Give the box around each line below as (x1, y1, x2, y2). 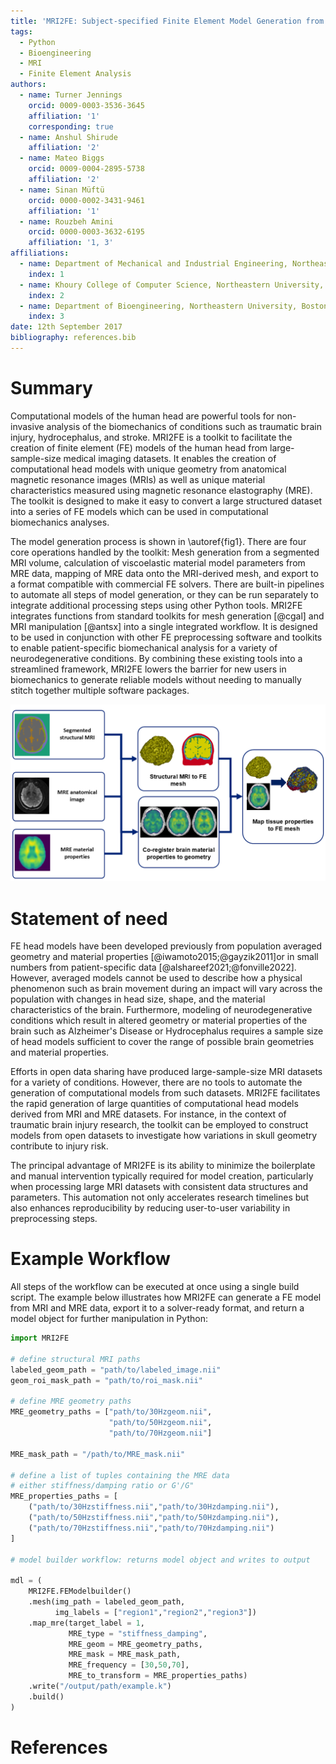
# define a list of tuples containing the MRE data (10, 1470, 230, 1480)
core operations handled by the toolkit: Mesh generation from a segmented (10, 546, 320, 558)
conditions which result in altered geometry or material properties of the (10, 1015, 308, 1027)
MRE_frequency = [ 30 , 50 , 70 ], (68, 1660, 190, 1670)
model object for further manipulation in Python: (10, 1313, 208, 1325)
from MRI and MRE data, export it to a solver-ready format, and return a (10, 1302, 305, 1314)
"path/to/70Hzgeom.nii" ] (108, 1428, 213, 1439)
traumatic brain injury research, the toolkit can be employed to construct (10, 1119, 309, 1131)
